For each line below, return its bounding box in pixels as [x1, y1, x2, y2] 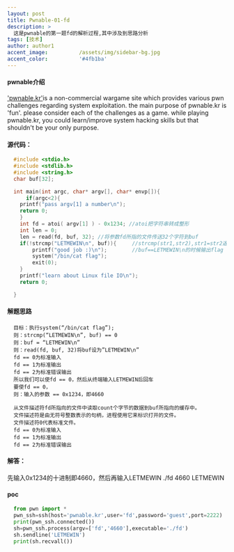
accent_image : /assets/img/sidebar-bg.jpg [7, 49, 160, 56]
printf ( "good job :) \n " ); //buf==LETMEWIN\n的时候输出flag [32, 246, 224, 253]
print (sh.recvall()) [13, 537, 73, 545]
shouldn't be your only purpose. [7, 123, 100, 132]
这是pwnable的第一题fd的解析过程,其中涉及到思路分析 [13, 29, 148, 37]
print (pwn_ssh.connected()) [13, 519, 95, 526]
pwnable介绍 [7, 78, 45, 86]
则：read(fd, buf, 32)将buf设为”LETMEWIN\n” [13, 346, 139, 354]
